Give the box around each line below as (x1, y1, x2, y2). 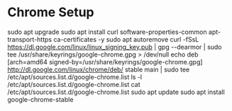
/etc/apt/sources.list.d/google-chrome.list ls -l (7, 72, 143, 81)
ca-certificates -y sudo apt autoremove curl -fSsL (53, 35, 199, 43)
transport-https (7, 35, 52, 43)
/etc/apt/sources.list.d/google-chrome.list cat (7, 80, 140, 88)
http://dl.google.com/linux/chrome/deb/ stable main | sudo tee (7, 65, 190, 74)
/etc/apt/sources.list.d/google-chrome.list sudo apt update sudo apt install (7, 88, 225, 96)
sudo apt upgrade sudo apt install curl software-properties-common (7, 28, 207, 36)
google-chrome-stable (7, 95, 74, 103)
